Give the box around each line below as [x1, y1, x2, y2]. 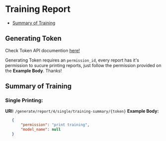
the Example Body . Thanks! [5, 68, 62, 73]
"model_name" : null [20, 127, 61, 132]
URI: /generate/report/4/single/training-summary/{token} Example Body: [5, 108, 159, 114]
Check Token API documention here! [5, 47, 80, 53]
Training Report [5, 3, 71, 15]
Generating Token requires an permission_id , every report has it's [5, 57, 140, 63]
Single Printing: [5, 97, 44, 104]
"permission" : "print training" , [20, 123, 90, 128]
